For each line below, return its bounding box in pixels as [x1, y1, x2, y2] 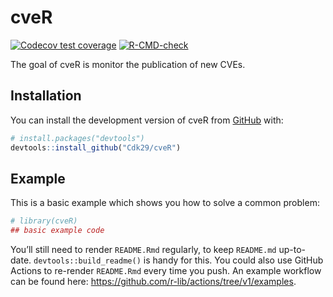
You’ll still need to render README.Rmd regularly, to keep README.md [10, 244, 277, 256]
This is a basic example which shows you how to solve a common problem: [10, 197, 320, 209]
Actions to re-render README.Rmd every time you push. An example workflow [10, 265, 322, 277]
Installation [10, 87, 82, 105]
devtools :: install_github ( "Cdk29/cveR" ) [10, 142, 182, 153]
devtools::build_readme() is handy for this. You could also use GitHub [33, 254, 324, 266]
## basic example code [10, 226, 105, 236]
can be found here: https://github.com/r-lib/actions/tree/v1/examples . [10, 276, 297, 288]
